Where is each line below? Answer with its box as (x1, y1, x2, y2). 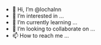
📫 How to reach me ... (12, 32, 69, 39)
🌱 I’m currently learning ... (12, 19, 78, 26)
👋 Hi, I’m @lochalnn (12, 6, 62, 13)
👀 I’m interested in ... (12, 12, 64, 19)
